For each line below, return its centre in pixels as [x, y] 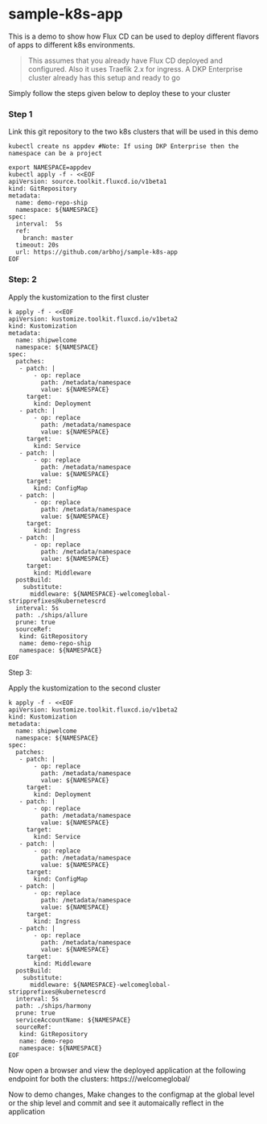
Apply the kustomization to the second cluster [84, 688]
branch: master [48, 238]
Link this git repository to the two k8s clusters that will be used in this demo [133, 132]
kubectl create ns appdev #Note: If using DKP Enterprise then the [124, 147]
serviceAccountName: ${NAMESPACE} [73, 1020]
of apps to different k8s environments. [72, 44]
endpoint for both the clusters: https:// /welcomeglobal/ [99, 1078]
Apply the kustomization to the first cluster [79, 297]
